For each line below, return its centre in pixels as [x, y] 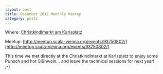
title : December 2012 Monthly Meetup [43, 14]
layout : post [18, 9]
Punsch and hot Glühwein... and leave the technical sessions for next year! [80, 61]
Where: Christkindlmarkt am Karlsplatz [44, 32]
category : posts [21, 18]
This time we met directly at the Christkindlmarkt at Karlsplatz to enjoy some [81, 56]
